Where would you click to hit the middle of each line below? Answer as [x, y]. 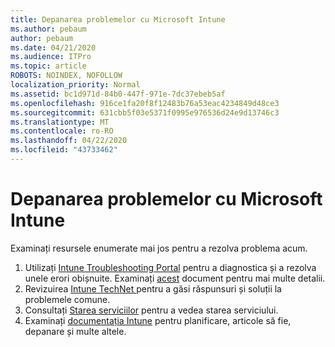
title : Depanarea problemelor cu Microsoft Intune [118, 19]
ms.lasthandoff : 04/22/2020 [69, 141]
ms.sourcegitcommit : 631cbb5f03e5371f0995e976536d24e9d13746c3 [145, 112]
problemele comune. [67, 299]
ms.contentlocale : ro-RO [62, 131]
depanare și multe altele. [75, 331]
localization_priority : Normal [75, 85]
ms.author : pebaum [48, 29]
